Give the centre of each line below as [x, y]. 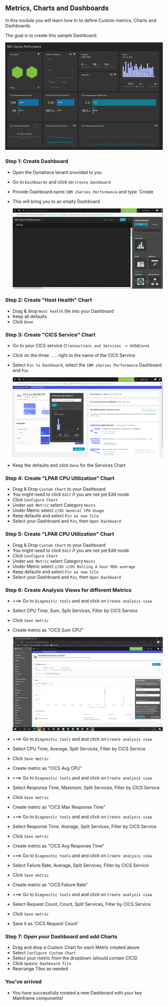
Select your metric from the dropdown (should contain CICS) [75, 958]
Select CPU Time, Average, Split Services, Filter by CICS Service [79, 749]
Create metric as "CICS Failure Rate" [50, 885]
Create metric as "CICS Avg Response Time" [58, 846]
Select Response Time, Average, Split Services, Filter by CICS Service [84, 827]
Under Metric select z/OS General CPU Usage [58, 510]
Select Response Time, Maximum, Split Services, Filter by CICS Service [86, 788]
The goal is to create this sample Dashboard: [51, 35]
